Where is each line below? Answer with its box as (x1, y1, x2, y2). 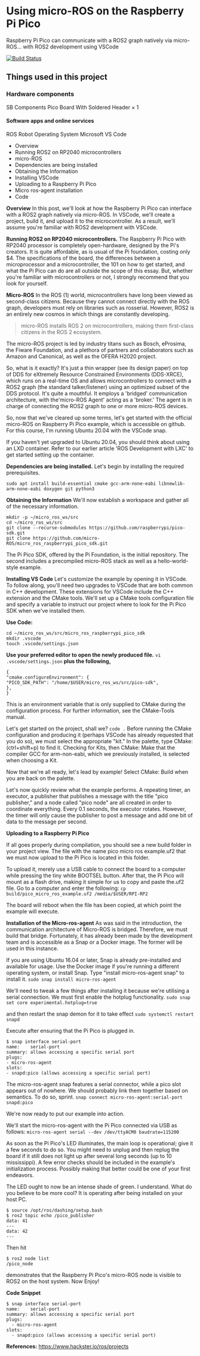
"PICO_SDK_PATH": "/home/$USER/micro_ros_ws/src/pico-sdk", (6, 679, 159, 686)
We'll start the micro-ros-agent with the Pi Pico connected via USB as (6, 1121, 177, 1129)
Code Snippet (6, 1289, 41, 1296)
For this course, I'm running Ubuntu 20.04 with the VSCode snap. (6, 427, 167, 434)
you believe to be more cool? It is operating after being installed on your (6, 1189, 183, 1196)
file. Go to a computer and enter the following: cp (6, 884, 127, 892)
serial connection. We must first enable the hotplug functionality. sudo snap (6, 993, 191, 1001)
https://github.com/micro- (32, 535, 100, 541)
